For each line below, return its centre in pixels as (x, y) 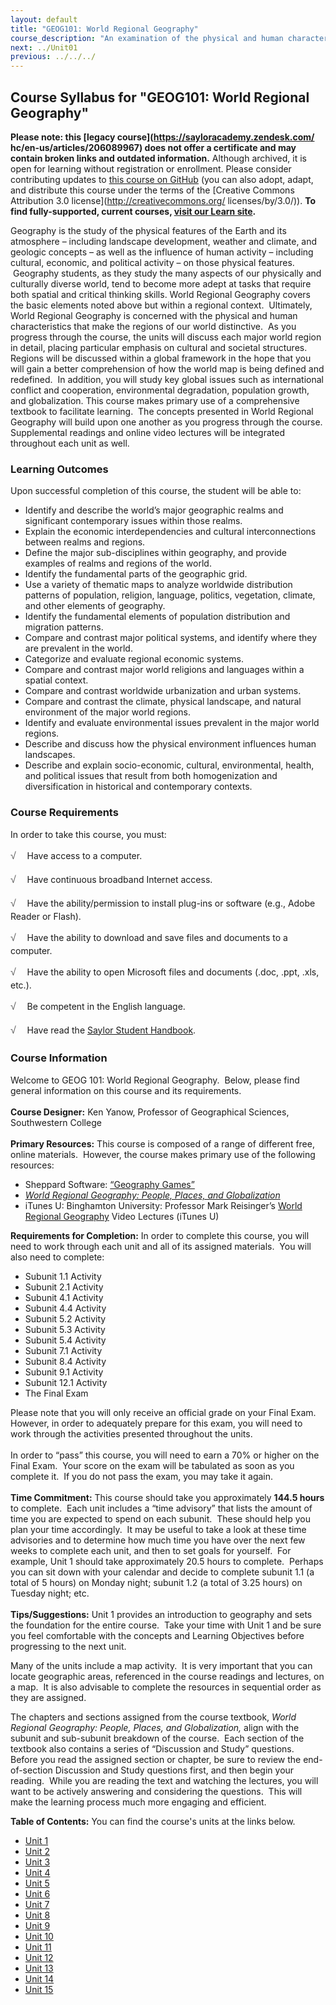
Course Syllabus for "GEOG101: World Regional (160, 97)
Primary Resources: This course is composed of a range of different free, (162, 1143)
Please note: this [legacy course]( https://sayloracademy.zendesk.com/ (162, 137)
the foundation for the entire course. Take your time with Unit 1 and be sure (166, 1625)
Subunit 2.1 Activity (64, 1287)
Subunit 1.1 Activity (63, 1276)
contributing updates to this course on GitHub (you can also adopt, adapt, (162, 179)
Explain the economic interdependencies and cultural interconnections (170, 532)
